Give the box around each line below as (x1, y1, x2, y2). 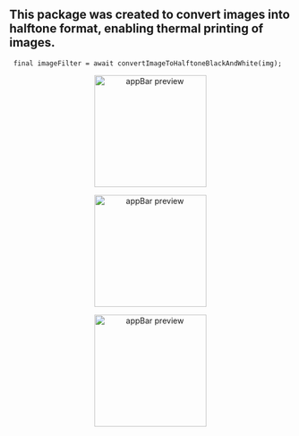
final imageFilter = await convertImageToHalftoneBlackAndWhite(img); (13, 58, 282, 68)
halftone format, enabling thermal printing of (9, 21, 264, 37)
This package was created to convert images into (9, 7, 291, 22)
